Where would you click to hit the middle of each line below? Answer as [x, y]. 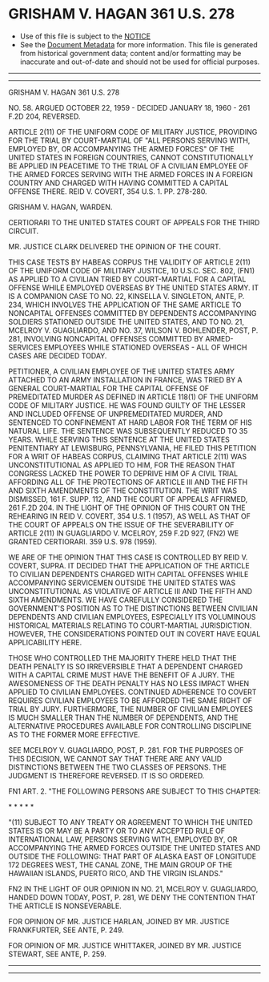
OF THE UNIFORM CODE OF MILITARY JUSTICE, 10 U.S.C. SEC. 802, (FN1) [132, 270]
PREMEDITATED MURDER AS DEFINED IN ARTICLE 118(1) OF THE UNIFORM [133, 397]
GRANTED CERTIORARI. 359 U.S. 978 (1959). [83, 541]
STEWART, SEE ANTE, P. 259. [57, 954]
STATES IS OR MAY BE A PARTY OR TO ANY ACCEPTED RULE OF [117, 830]
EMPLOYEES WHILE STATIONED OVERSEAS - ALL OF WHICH [145, 347]
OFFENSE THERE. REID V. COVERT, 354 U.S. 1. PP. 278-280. [108, 191]
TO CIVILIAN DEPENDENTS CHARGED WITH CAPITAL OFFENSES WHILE [128, 574]
